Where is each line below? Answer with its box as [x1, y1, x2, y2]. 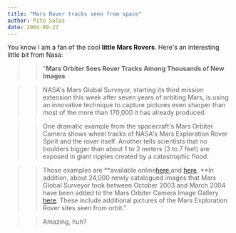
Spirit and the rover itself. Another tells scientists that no [42, 137, 208, 146]
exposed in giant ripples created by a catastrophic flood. [42, 152, 209, 161]
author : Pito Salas [7, 17, 66, 24]
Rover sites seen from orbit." [42, 204, 127, 212]
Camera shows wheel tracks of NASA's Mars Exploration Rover [42, 129, 228, 139]
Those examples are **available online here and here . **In [42, 166, 214, 175]
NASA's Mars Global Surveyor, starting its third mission [42, 86, 205, 94]
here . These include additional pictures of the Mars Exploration [42, 196, 228, 205]
